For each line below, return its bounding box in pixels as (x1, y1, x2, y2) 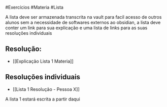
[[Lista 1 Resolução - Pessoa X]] (12, 86, 80, 92)
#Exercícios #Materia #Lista (5, 5, 63, 10)
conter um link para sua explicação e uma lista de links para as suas (5, 25, 148, 31)
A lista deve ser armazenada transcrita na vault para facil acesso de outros (5, 14, 162, 20)
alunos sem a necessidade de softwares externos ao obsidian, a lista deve (5, 20, 161, 25)
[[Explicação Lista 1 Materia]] (12, 58, 74, 64)
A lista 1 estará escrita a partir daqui (5, 96, 80, 102)
